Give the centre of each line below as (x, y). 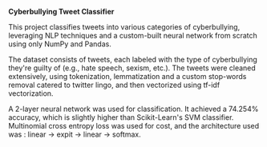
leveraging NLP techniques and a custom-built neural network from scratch (133, 36)
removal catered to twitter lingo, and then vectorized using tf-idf (114, 85)
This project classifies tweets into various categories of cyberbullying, (124, 27)
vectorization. (31, 93)
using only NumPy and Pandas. (60, 44)
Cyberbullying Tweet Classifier (61, 12)
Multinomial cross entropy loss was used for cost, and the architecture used (134, 126)
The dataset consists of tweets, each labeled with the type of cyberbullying (133, 60)
